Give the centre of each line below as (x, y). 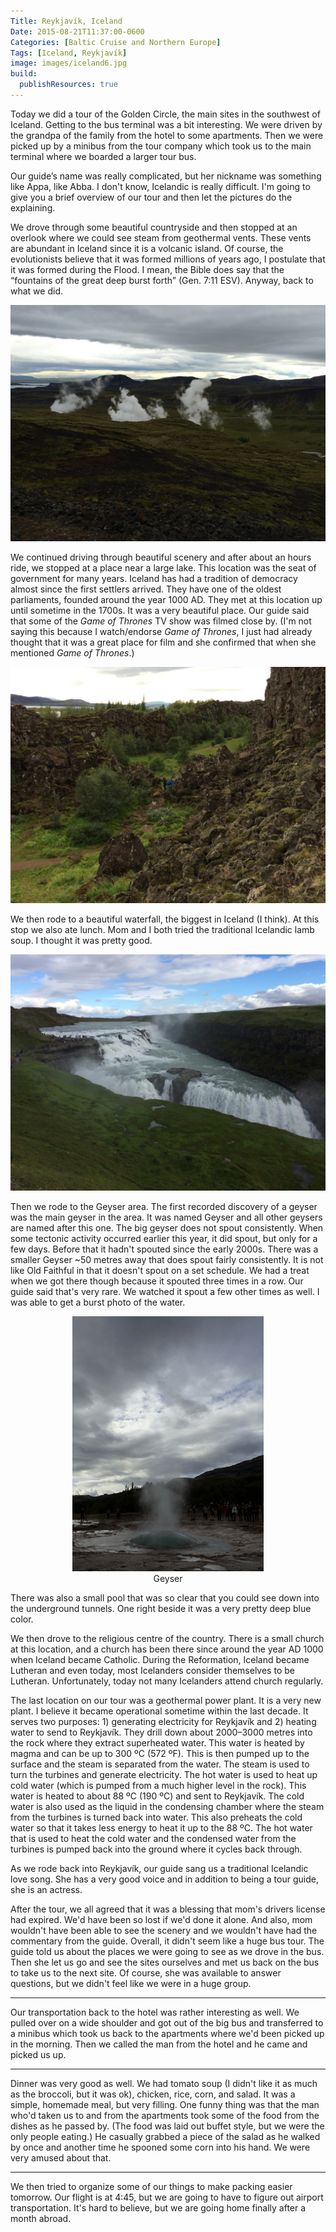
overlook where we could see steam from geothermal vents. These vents (161, 237)
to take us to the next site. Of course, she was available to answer (146, 1972)
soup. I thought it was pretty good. (81, 940)
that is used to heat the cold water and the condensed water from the (153, 1838)
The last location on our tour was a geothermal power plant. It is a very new (166, 1700)
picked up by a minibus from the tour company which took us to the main (161, 146)
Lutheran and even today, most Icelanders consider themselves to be (152, 1670)
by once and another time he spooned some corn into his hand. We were (160, 2147)
